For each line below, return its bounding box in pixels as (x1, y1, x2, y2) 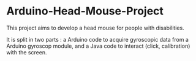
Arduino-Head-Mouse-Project (6, 4, 164, 18)
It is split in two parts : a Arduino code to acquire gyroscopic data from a (6, 36, 189, 43)
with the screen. (6, 48, 47, 56)
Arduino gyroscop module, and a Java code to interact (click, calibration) (6, 42, 190, 50)
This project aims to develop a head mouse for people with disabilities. (6, 24, 185, 31)
